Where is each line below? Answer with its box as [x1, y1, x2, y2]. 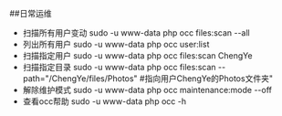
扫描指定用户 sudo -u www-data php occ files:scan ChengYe [22, 50, 253, 61]
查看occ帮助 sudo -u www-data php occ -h [22, 96, 187, 107]
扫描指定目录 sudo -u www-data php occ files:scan [22, 62, 216, 72]
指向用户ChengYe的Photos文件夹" [144, 73, 274, 84]
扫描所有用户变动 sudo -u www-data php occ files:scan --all [22, 27, 251, 38]
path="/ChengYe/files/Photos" [22, 73, 139, 84]
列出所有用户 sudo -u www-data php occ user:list [22, 39, 210, 49]
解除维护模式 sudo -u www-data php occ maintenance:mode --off [22, 85, 272, 95]
